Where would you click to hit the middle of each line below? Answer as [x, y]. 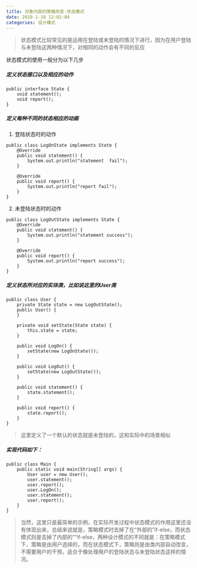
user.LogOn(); [45, 490]
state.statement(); [51, 392]
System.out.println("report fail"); [72, 187]
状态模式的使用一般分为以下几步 [45, 60]
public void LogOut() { [46, 367]
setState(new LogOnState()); [63, 351]
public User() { [37, 310]
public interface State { [38, 89]
